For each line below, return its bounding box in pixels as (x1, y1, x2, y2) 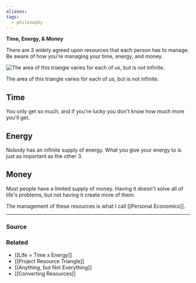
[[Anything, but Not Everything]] (14, 264, 92, 271)
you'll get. (6, 114, 30, 121)
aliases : (6, 8, 27, 15)
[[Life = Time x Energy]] (14, 251, 72, 258)
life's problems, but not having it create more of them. (6, 191, 135, 198)
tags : (6, 14, 19, 20)
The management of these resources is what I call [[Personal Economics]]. (6, 202, 185, 209)
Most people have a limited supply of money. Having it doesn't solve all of (6, 185, 184, 192)
